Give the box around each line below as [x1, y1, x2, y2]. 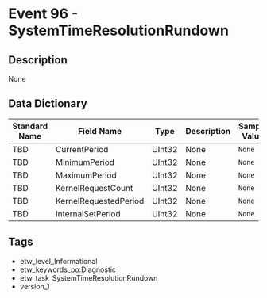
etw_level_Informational [19, 256, 98, 266]
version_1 [19, 281, 50, 291]
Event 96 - [8, 5, 79, 23]
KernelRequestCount [55, 182, 133, 193]
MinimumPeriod [55, 156, 115, 167]
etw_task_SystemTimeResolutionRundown [19, 273, 158, 282]
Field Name [78, 125, 122, 136]
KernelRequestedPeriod [55, 195, 145, 206]
